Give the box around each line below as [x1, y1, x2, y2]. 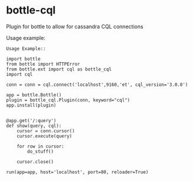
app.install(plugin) [6, 102, 57, 108]
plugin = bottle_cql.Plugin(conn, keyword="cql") [6, 97, 131, 103]
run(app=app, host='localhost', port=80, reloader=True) [6, 169, 149, 175]
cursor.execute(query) [16, 133, 72, 139]
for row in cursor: [16, 143, 65, 149]
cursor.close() [16, 159, 54, 165]
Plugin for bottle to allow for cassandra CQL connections [6, 23, 144, 30]
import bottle [6, 56, 41, 62]
